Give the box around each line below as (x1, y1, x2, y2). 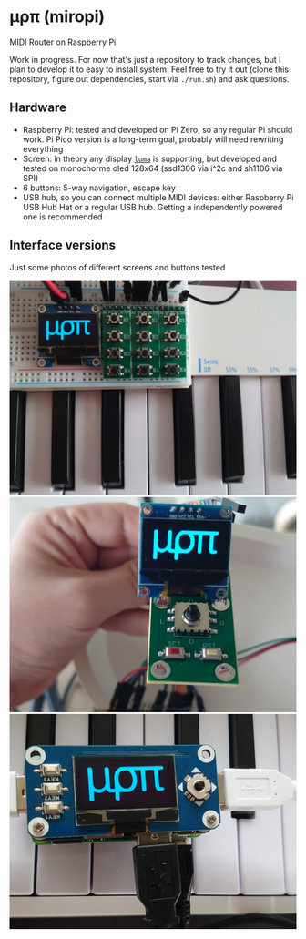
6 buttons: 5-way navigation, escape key (22, 182, 176, 193)
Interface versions (9, 238, 117, 253)
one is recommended (22, 211, 103, 222)
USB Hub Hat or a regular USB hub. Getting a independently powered (22, 201, 283, 212)
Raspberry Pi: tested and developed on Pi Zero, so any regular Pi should (22, 124, 293, 135)
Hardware (9, 100, 66, 116)
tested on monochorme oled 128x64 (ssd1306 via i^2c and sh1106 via (22, 162, 283, 174)
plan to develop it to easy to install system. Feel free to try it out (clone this (9, 64, 290, 75)
